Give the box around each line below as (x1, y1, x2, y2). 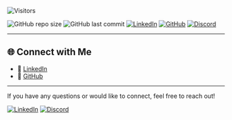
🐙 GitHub (17, 72, 43, 80)
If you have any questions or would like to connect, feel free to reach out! (7, 92, 215, 100)
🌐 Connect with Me (7, 46, 92, 58)
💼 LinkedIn (17, 64, 48, 72)
